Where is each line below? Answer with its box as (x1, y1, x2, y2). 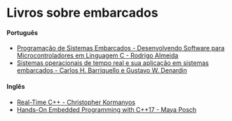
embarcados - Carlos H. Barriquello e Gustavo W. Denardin (16, 66, 187, 75)
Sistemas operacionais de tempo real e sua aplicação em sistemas (16, 59, 210, 67)
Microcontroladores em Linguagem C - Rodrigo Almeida (16, 51, 179, 60)
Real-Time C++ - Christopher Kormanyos (16, 98, 136, 106)
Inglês (6, 82, 25, 90)
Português (6, 28, 39, 36)
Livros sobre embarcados (6, 5, 158, 21)
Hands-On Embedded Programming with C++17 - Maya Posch (16, 105, 197, 113)
